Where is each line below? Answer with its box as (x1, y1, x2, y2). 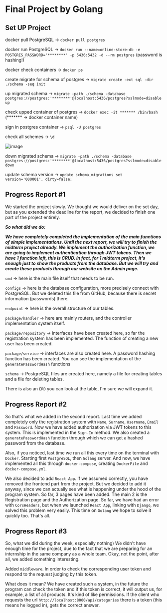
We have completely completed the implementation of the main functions (5, 234, 161, 240)
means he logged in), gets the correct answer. (5, 602, 100, 608)
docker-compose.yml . (5, 465, 47, 471)
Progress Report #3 (5, 527, 67, 536)
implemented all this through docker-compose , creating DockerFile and (5, 460, 148, 466)
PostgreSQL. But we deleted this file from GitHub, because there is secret (5, 290, 156, 296)
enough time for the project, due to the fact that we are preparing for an (5, 545, 153, 551)
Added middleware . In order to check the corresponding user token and (5, 566, 151, 572)
